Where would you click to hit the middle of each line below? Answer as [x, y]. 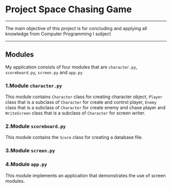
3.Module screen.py [30, 151]
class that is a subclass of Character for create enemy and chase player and [85, 108]
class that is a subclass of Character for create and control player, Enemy [81, 102]
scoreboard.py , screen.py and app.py [44, 72]
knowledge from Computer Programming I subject [58, 34]
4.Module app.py [26, 165]
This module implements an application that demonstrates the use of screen [85, 175]
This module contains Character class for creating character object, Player [84, 97]
